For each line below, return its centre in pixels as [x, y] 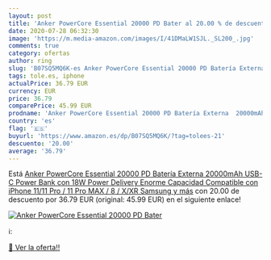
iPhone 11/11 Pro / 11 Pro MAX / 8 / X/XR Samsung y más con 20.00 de [124, 191]
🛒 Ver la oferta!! [34, 248]
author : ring [30, 61]
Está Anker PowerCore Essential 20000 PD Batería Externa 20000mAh [126, 174]
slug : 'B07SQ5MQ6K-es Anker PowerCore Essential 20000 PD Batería [122, 69]
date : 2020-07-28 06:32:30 [54, 31]
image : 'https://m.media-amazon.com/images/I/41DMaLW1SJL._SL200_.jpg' [131, 38]
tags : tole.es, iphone [46, 76]
